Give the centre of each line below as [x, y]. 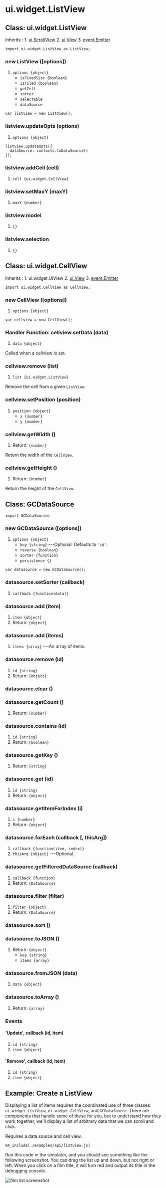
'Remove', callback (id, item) [35, 1061]
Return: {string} [29, 766]
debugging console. [26, 1170]
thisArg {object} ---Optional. [43, 854]
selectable [31, 100]
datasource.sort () [28, 925]
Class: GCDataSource [40, 504]
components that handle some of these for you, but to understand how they [83, 1116]
